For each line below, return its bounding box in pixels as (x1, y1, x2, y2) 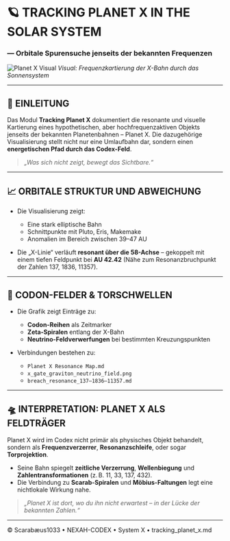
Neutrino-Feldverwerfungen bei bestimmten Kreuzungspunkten (27, 335, 211, 343)
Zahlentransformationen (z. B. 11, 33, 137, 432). (16, 470, 153, 479)
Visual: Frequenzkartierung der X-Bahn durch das (57, 64, 199, 72)
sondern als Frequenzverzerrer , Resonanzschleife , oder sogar (7, 443, 187, 451)
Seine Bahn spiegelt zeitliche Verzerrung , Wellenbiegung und (16, 464, 195, 472)
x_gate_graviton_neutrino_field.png (27, 370, 132, 377)
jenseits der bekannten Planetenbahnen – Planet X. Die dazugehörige (7, 130, 203, 139)
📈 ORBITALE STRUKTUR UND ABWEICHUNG (7, 185, 202, 197)
